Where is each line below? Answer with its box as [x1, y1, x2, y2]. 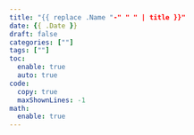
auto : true [17, 71, 58, 80]
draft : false [9, 29, 58, 38]
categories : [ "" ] [9, 37, 74, 47]
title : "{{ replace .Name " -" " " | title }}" [9, 12, 186, 22]
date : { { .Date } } [9, 21, 78, 30]
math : [9, 104, 30, 113]
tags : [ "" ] [9, 46, 50, 55]
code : [9, 79, 30, 88]
